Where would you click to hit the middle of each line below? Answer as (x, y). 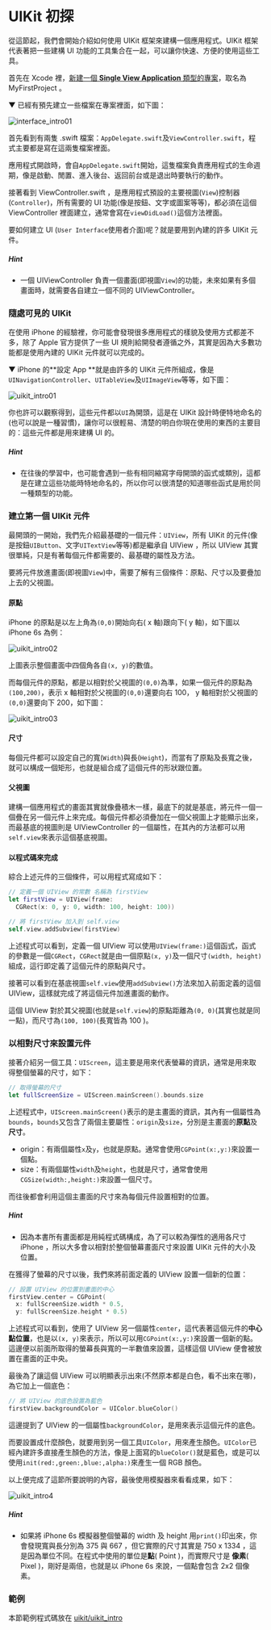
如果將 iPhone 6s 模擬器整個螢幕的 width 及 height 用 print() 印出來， (135, 1536)
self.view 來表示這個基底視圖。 (60, 837)
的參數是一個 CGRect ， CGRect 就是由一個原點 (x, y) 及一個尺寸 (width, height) (135, 955)
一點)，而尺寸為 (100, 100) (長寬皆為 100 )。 (81, 1020)
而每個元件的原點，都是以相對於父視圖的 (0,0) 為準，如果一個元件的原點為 (130, 682)
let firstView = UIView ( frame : (61, 900)
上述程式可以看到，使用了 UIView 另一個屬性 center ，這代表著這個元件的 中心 (135, 1328)
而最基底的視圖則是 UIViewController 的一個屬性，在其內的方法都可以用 (127, 828)
